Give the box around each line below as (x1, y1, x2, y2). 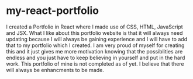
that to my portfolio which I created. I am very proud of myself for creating (6, 42, 185, 49)
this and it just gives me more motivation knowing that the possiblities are (6, 48, 183, 55)
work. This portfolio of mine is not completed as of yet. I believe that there (6, 60, 184, 67)
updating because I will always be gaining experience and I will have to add (6, 35, 188, 42)
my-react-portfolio (6, 4, 99, 17)
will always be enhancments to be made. (6, 66, 104, 73)
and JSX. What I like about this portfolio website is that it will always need (6, 29, 183, 36)
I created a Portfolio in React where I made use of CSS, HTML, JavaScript (6, 23, 183, 30)
